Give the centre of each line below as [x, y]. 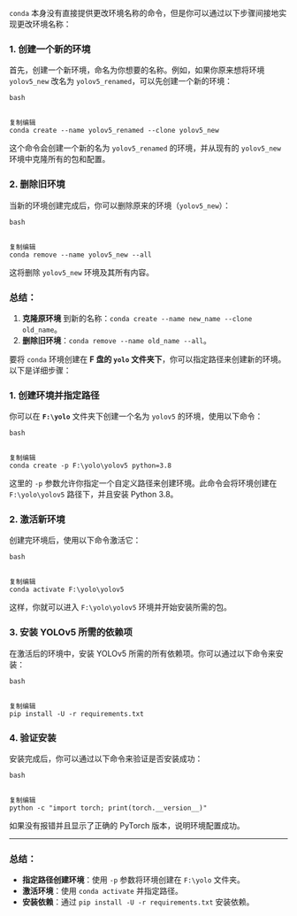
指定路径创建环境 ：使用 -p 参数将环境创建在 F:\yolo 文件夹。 [133, 880]
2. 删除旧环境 [37, 184]
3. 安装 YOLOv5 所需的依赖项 [71, 633]
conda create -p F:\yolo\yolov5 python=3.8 [91, 466]
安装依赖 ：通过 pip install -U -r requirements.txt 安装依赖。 [138, 902]
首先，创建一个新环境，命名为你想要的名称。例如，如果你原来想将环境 [137, 70]
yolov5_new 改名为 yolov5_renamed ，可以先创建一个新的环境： [121, 81]
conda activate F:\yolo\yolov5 [67, 590]
